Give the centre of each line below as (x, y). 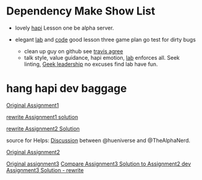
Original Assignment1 (33, 105)
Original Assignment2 (33, 152)
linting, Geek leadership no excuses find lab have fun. (91, 64)
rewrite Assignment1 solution (42, 117)
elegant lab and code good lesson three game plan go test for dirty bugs (105, 39)
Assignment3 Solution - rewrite (45, 170)
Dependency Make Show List (81, 11)
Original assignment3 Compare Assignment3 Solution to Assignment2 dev (99, 164)
